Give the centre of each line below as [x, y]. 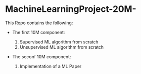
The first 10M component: [39, 32]
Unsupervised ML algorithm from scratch [62, 47]
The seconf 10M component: [42, 56]
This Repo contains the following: [39, 23]
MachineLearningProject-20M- [71, 9]
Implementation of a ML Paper [50, 66]
